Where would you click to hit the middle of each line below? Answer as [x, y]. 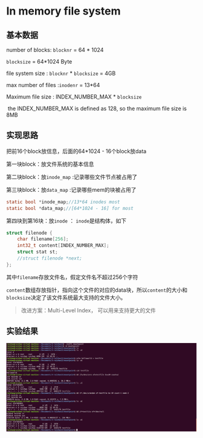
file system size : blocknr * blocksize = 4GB [61, 73]
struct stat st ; [38, 252]
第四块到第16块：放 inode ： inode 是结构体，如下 [66, 221]
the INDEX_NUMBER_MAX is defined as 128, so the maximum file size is [97, 108]
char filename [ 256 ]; [43, 239]
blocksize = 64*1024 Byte [39, 61]
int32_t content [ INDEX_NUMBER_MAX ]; [63, 246]
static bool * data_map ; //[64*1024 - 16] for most [70, 208]
